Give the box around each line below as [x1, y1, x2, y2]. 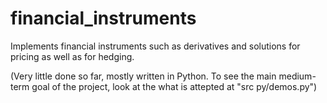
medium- [278, 70, 317, 82]
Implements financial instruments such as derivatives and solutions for [10, 40, 301, 52]
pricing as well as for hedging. [10, 50, 135, 62]
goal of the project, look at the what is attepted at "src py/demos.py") [31, 80, 318, 92]
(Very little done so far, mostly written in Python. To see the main [10, 70, 277, 82]
